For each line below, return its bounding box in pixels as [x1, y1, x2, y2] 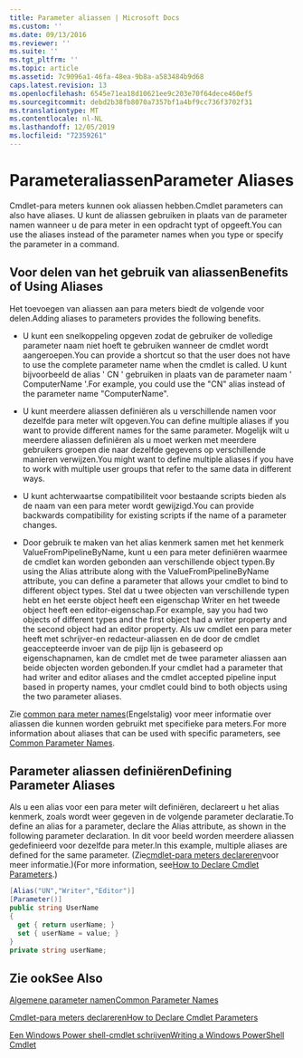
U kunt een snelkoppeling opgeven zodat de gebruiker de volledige [22, 330, 273, 341]
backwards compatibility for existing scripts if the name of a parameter [22, 509, 288, 521]
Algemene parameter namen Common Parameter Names [9, 995, 219, 1005]
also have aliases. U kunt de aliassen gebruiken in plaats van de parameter [9, 209, 288, 220]
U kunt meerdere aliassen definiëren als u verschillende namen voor [22, 405, 277, 417]
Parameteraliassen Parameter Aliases [9, 170, 295, 191]
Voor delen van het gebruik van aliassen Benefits [9, 264, 289, 281]
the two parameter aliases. [22, 690, 122, 702]
